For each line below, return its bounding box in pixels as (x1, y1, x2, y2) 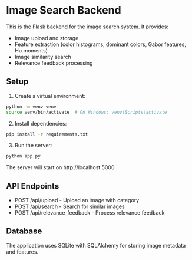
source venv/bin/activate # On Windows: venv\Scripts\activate (6, 109, 167, 115)
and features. (6, 248, 39, 255)
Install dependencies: (14, 120, 67, 127)
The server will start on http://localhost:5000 (6, 164, 115, 171)
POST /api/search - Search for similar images (14, 203, 125, 210)
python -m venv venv (6, 104, 57, 110)
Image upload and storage (14, 34, 79, 41)
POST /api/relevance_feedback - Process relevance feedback (14, 209, 165, 216)
